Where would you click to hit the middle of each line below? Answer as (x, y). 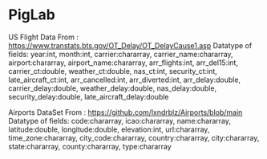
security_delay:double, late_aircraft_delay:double (89, 96)
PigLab (32, 15)
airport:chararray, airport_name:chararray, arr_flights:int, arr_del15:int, (123, 63)
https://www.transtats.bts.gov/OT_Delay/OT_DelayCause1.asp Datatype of (130, 45)
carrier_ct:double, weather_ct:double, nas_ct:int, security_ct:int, (113, 71)
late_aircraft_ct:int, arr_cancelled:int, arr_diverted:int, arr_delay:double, (125, 79)
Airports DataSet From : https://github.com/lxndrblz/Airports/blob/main (125, 112)
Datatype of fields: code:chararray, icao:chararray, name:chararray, (119, 120)
